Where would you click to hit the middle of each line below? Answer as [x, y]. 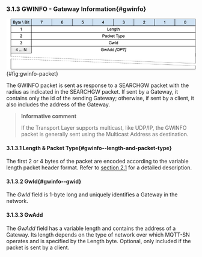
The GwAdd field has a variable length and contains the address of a [91, 228]
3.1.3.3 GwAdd [25, 214]
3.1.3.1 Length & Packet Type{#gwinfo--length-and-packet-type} [89, 148]
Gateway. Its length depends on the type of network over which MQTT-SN [98, 234]
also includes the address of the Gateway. [58, 104]
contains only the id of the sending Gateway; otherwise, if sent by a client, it [100, 98]
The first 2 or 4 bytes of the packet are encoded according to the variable [97, 162]
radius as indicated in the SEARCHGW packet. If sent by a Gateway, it [92, 91]
